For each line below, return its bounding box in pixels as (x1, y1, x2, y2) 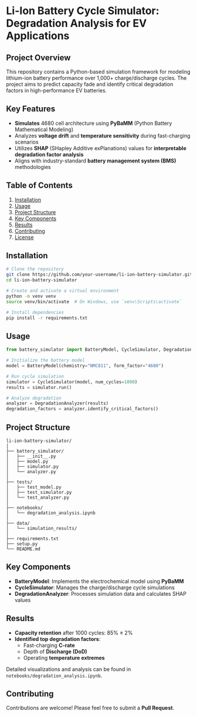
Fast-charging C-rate (23, 642, 75, 649)
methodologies (14, 163, 51, 170)
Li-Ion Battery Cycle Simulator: (6, 4, 159, 18)
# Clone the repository (6, 266, 64, 272)
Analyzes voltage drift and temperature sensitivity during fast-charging (14, 132, 191, 139)
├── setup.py (6, 540, 38, 547)
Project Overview (6, 52, 71, 62)
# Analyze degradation (6, 395, 62, 401)
